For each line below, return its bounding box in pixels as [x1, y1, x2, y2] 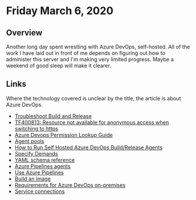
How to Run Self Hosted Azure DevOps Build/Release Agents [14, 143, 163, 151]
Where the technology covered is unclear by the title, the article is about [6, 94, 181, 101]
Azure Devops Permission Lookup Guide [14, 131, 113, 138]
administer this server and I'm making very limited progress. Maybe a [6, 56, 174, 63]
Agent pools [14, 137, 45, 145]
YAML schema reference [14, 156, 75, 163]
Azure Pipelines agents [14, 162, 71, 169]
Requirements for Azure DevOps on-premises [14, 181, 125, 188]
